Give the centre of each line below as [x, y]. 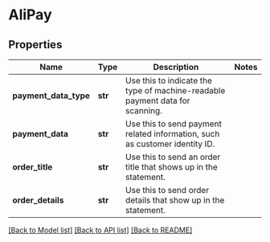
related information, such [173, 134]
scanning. [144, 111]
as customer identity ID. [170, 144]
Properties [35, 45]
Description [176, 67]
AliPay [30, 15]
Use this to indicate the [169, 80]
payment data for [158, 100]
